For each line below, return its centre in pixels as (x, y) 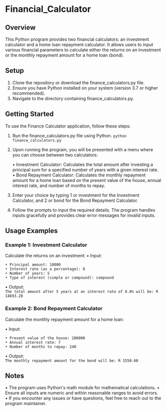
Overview (21, 28)
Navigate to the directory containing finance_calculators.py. (73, 98)
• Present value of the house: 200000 (45, 338)
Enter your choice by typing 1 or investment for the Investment (76, 195)
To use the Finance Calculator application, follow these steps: (68, 126)
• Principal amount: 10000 (33, 265)
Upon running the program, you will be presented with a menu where (83, 149)
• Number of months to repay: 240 (41, 347)
